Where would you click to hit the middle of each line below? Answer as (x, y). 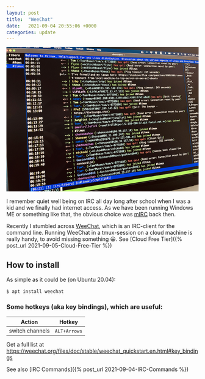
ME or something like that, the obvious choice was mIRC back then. (91, 215)
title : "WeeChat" (30, 19)
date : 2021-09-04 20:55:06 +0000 (52, 26)
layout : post (23, 13)
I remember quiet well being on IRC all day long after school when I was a (99, 201)
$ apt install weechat (35, 292)
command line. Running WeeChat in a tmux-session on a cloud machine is (99, 233)
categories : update (31, 32)
